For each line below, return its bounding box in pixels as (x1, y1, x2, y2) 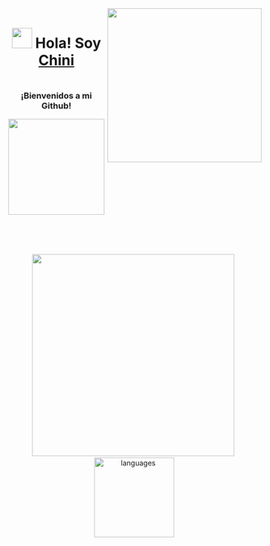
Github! (41, 100, 72, 111)
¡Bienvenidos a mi (20, 90, 93, 102)
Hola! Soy (35, 34, 102, 52)
